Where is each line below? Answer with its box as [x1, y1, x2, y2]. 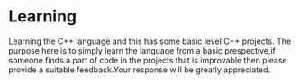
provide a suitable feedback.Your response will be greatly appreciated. [8, 64, 271, 75]
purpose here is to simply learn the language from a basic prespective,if [8, 45, 277, 55]
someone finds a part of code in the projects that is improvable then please [8, 55, 287, 65]
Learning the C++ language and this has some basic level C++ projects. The [8, 36, 292, 46]
